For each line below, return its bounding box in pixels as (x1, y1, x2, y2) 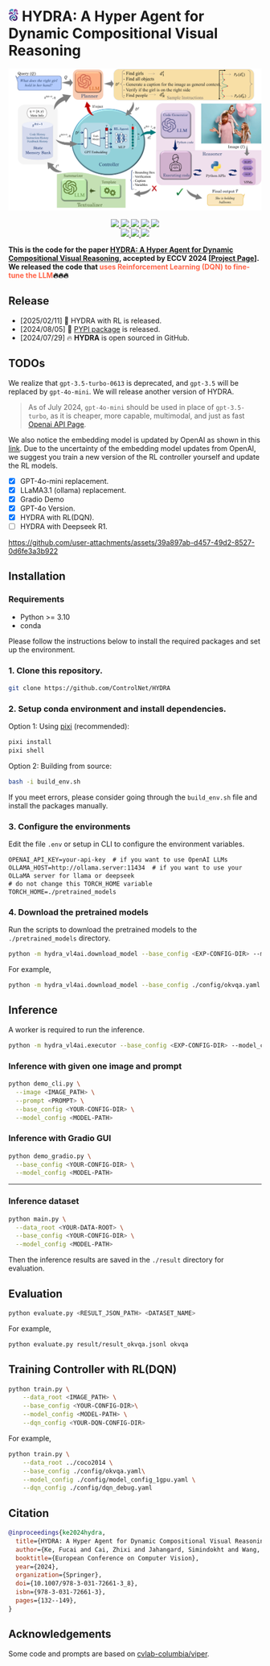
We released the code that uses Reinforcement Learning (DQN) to (8, 262, 232, 271)
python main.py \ (8, 1215, 67, 1223)
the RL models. (8, 461, 59, 470)
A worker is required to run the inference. (8, 1024, 145, 1034)
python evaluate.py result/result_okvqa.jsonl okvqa (8, 1340, 189, 1348)
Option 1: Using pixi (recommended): (8, 721, 130, 731)
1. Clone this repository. (8, 664, 103, 676)
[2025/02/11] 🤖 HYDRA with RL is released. (19, 316, 162, 325)
